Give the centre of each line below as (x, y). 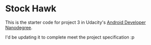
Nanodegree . (19, 27)
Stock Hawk (31, 9)
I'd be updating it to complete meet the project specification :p (70, 37)
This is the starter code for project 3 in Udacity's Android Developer (75, 22)
